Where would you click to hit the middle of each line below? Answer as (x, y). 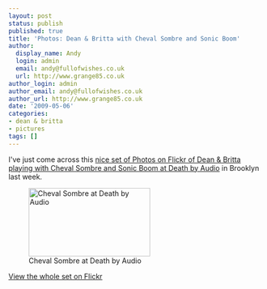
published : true (36, 31)
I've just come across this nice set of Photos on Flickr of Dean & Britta (125, 159)
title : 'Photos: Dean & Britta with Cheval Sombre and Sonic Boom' (125, 38)
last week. (25, 176)
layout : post (30, 16)
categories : (28, 114)
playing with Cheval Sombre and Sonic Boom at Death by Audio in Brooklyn (134, 168)
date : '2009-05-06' (41, 106)
